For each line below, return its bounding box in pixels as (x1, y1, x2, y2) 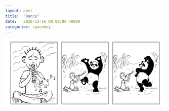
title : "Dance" (5, 13, 39, 19)
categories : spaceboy (5, 24, 51, 29)
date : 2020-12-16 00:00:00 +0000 (5, 19, 80, 24)
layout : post (5, 8, 33, 13)
